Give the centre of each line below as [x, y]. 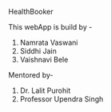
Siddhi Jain [38, 51]
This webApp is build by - [50, 27]
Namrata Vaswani [49, 42]
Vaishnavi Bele [44, 60]
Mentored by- [31, 75]
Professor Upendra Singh [61, 99]
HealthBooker [31, 12]
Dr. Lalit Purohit [45, 90]
